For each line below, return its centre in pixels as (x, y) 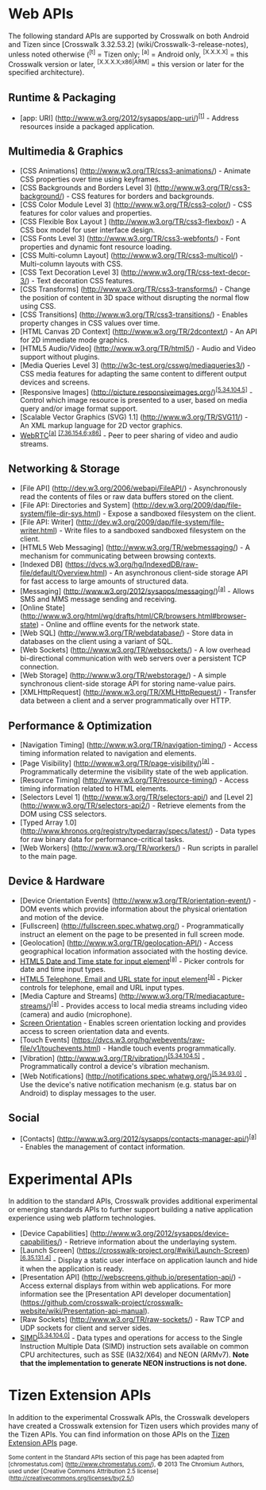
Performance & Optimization (80, 725)
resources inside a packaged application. (87, 126)
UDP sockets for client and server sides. (85, 1328)
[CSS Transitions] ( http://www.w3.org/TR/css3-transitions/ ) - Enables (134, 314)
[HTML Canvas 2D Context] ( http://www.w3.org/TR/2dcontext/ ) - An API (139, 331)
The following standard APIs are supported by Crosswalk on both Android (129, 36)
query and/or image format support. (79, 409)
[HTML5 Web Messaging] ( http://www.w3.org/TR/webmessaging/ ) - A (135, 547)
